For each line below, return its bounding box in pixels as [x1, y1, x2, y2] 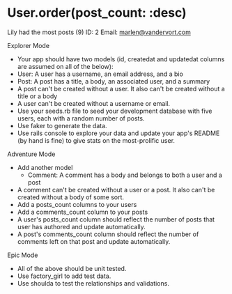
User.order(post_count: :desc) [7, 5, 187, 21]
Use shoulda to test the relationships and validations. [17, 279, 169, 287]
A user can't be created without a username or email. [17, 99, 171, 107]
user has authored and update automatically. [17, 222, 146, 231]
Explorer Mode [7, 41, 50, 49]
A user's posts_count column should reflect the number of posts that [17, 215, 215, 224]
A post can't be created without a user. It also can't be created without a [17, 84, 225, 93]
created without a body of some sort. [17, 193, 124, 201]
